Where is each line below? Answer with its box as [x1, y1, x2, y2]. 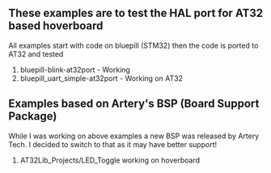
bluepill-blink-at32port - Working [19, 65, 131, 74]
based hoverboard [8, 19, 104, 33]
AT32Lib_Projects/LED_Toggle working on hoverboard [19, 155, 201, 165]
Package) [8, 109, 57, 124]
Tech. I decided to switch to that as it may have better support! [8, 139, 217, 149]
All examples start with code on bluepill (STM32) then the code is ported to [8, 40, 259, 50]
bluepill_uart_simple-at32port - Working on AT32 [19, 73, 184, 83]
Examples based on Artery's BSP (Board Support [8, 97, 260, 111]
